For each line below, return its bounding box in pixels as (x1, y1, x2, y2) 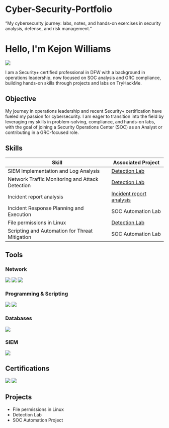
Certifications (5, 364, 50, 373)
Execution (8, 210, 32, 218)
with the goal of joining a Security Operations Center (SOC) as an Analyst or (5, 124, 162, 130)
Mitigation (8, 233, 32, 240)
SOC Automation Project (12, 417, 63, 423)
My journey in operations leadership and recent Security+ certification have (5, 108, 162, 114)
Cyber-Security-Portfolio (5, 4, 112, 15)
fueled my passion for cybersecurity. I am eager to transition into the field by (5, 113, 164, 119)
